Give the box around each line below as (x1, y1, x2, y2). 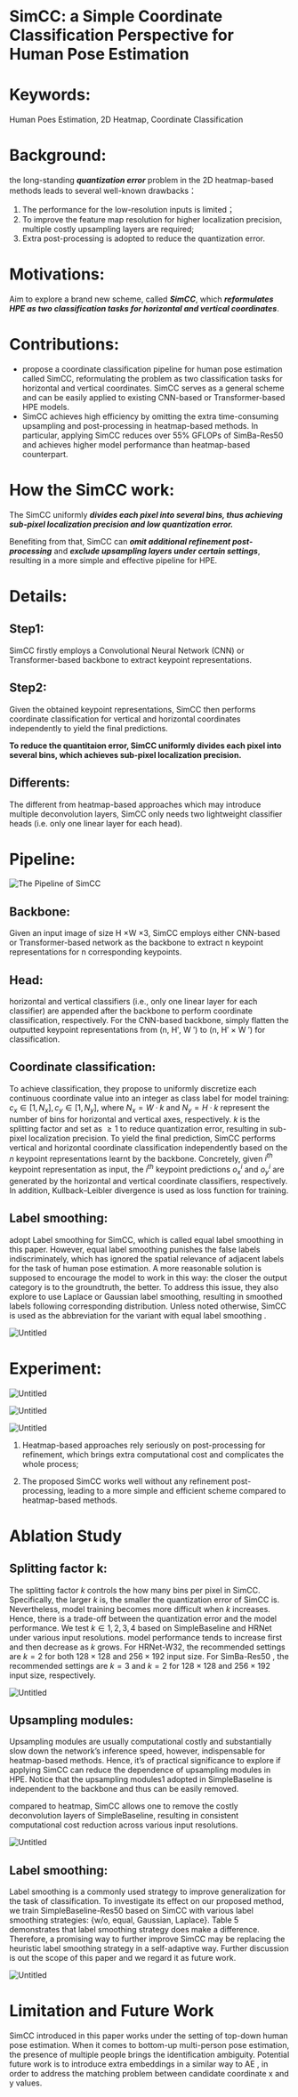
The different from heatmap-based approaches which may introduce (9, 799, 262, 810)
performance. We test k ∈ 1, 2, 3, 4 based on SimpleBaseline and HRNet (9, 1622, 273, 1633)
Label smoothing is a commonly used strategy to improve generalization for (9, 1886, 286, 1897)
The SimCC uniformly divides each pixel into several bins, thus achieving (9, 509, 283, 520)
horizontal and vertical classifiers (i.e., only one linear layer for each (9, 996, 258, 1007)
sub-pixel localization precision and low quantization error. (9, 519, 234, 529)
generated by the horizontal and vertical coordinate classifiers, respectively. (9, 1175, 288, 1186)
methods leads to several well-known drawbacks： (9, 185, 197, 197)
